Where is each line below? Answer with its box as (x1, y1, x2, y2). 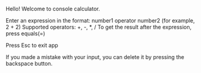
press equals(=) (5, 30, 46, 37)
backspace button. (5, 60, 53, 67)
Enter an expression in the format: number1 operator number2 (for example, (5, 17, 195, 24)
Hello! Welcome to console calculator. (5, 5, 100, 12)
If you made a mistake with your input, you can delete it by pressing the (5, 54, 185, 60)
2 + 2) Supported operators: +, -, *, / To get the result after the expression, (5, 24, 192, 30)
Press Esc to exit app (5, 42, 58, 49)
